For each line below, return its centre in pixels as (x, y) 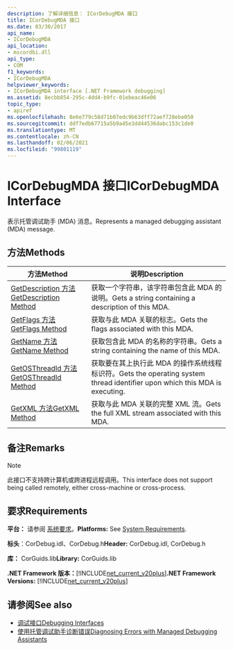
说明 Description (157, 274)
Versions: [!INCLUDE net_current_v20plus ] (68, 581)
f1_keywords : (26, 72)
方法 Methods (36, 253)
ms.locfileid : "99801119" (44, 149)
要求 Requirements (48, 511)
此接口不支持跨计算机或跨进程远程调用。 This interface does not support (110, 480)
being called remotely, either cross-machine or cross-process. (96, 487)
